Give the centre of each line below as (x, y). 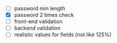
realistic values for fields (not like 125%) (63, 35)
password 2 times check (44, 15)
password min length (40, 8)
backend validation (37, 28)
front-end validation (38, 21)
